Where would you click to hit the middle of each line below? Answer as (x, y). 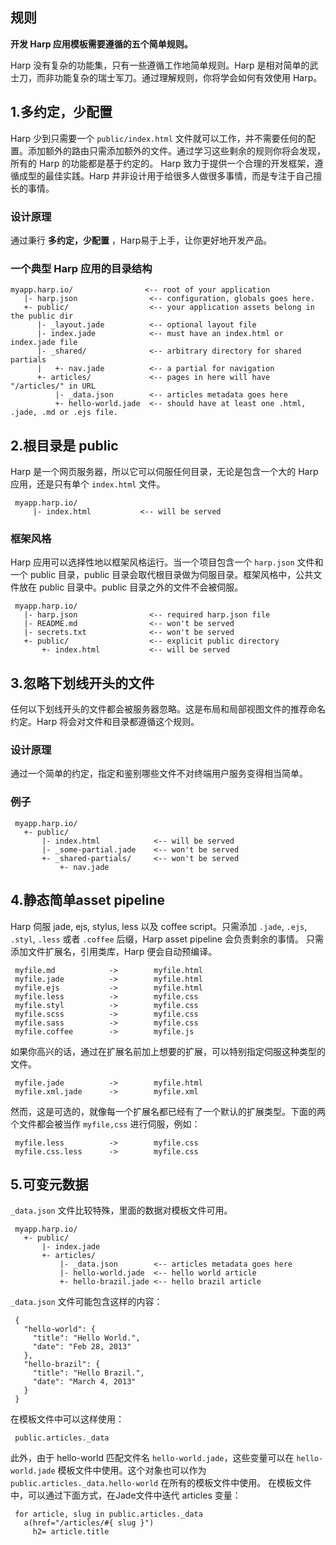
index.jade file (44, 343)
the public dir (42, 316)
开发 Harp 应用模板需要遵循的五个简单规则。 (101, 44)
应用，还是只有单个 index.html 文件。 (88, 484)
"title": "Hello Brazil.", (88, 1373)
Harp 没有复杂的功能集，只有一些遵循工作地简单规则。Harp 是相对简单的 (160, 65)
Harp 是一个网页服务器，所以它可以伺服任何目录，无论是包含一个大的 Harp (164, 472)
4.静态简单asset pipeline (88, 900)
